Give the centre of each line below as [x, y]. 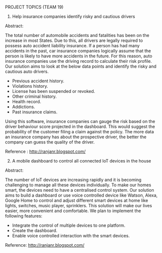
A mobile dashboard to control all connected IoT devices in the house [81, 161]
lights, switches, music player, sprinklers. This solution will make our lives [79, 206]
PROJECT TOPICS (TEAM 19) [34, 7]
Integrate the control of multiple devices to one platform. [69, 225]
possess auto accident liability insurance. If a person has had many [72, 45]
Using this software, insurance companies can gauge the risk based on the [80, 121]
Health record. [27, 101]
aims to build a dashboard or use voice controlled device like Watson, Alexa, [81, 195]
